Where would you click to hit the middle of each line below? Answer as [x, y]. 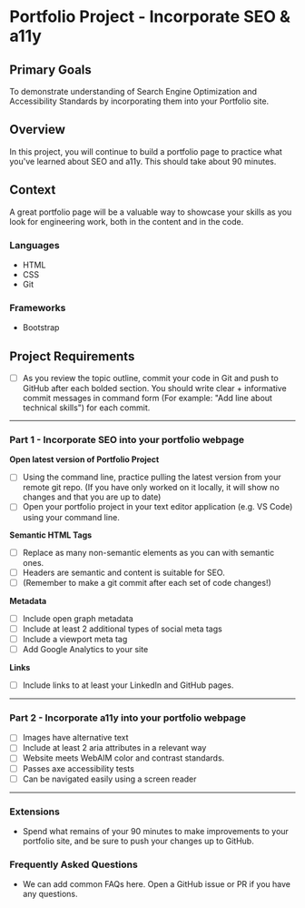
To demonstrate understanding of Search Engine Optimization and [133, 91]
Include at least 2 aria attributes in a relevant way [114, 748]
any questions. [50, 894]
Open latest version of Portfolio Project [84, 459]
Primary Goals [51, 70]
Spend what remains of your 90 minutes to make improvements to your [155, 831]
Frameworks [38, 308]
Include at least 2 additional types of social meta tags [122, 629]
